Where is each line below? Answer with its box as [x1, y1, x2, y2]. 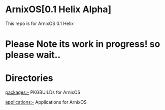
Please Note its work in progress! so [5, 38, 160, 50]
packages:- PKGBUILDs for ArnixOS [5, 89, 81, 95]
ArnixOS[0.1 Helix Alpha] [5, 4, 112, 15]
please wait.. [5, 49, 61, 61]
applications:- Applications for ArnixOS [5, 99, 87, 105]
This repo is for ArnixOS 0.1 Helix [5, 20, 74, 26]
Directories [5, 72, 53, 84]
